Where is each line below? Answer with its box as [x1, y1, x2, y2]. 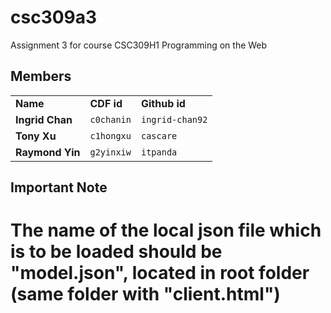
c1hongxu [89, 130, 132, 141]
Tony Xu [15, 129, 57, 143]
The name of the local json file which [10, 219, 322, 242]
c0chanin [89, 114, 132, 125]
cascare [140, 130, 178, 141]
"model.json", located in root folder [10, 262, 310, 285]
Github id [140, 96, 186, 110]
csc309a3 [10, 6, 98, 29]
